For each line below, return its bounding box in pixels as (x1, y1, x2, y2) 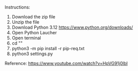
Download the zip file (11, 14, 56, 19)
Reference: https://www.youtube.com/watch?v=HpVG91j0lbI (4, 61, 128, 66)
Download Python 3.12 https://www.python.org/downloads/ (11, 24, 133, 30)
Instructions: (4, 4, 30, 10)
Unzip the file (11, 19, 40, 25)
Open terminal (11, 35, 41, 41)
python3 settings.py (11, 51, 53, 57)
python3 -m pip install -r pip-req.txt (11, 46, 85, 51)
